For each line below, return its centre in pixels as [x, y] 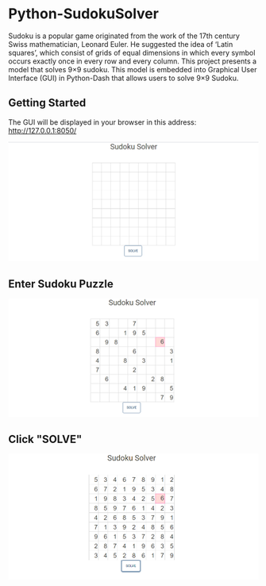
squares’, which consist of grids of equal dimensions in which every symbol [132, 52]
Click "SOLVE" [45, 439]
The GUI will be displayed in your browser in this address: [102, 122]
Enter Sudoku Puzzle [61, 284]
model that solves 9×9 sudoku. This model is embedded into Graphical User [133, 69]
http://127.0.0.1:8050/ [42, 130]
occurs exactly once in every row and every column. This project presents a [132, 61]
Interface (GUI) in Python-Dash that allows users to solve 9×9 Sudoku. [123, 78]
